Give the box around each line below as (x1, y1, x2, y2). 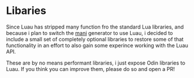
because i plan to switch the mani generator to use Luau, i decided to (6, 29, 173, 36)
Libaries (6, 4, 47, 17)
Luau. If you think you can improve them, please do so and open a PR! (6, 65, 175, 72)
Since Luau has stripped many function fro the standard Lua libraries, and (6, 23, 184, 30)
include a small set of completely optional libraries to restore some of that (6, 36, 184, 42)
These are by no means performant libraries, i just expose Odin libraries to (6, 59, 186, 66)
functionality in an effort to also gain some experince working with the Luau (6, 42, 189, 49)
